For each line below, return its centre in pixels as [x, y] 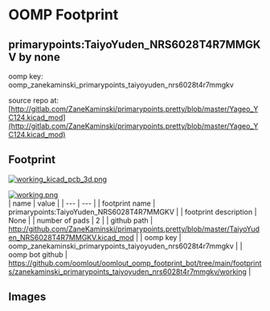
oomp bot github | [38, 254]
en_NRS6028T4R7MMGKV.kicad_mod [71, 237]
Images [27, 297]
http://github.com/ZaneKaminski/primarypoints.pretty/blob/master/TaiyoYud [134, 229]
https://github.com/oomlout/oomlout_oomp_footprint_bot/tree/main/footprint [135, 263]
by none [39, 57]
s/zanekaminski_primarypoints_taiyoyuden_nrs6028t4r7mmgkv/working [128, 272]
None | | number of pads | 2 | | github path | [81, 220]
